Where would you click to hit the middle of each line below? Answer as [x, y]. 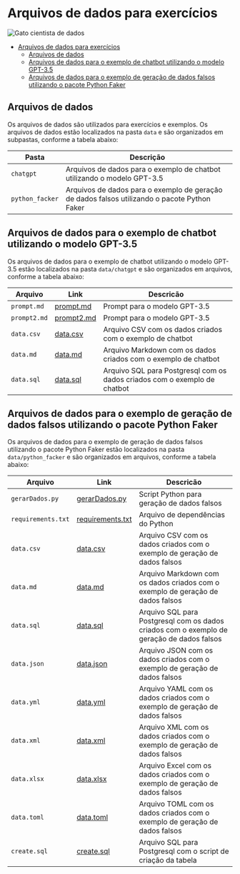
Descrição [147, 157]
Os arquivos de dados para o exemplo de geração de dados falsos [105, 442]
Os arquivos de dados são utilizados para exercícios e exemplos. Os [108, 124]
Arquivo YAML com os [176, 689]
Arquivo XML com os [174, 728]
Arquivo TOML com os [176, 804]
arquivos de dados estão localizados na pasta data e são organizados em [115, 132]
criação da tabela [168, 860]
